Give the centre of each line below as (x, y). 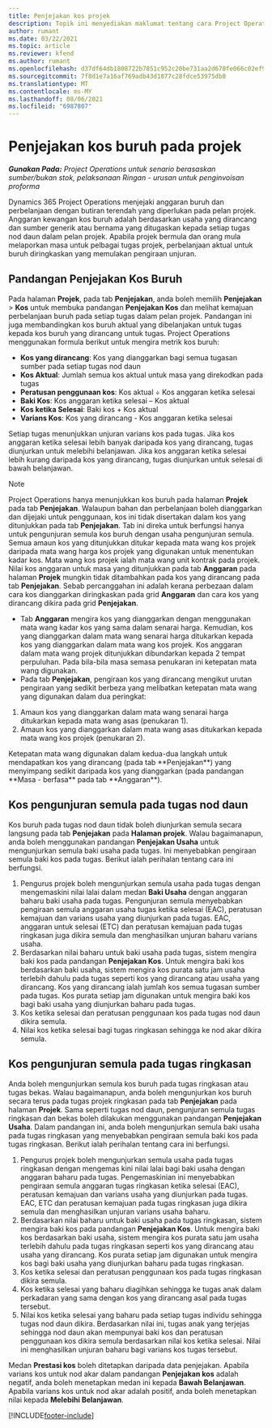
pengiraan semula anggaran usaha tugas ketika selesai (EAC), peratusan (141, 909)
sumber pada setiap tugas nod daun (81, 366)
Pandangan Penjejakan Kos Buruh (96, 280)
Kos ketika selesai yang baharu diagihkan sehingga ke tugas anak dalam (140, 1289)
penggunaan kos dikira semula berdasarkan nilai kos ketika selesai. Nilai (140, 1340)
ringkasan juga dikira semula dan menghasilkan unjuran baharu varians (138, 935)
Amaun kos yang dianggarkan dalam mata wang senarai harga (124, 712)
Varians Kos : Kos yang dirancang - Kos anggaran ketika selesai (126, 418)
